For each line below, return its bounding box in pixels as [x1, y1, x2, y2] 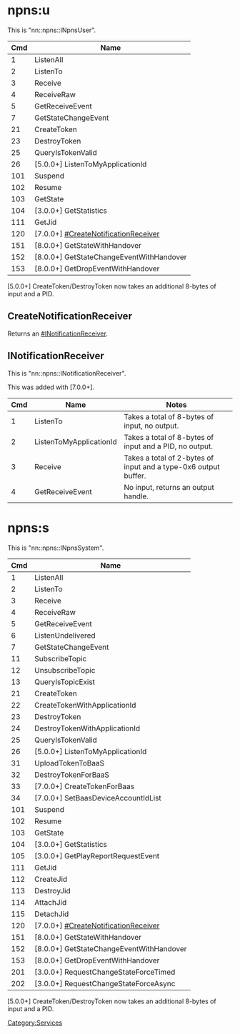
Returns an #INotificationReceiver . [7, 329, 109, 338]
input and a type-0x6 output [124, 461, 220, 471]
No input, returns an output [124, 482, 214, 492]
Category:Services [7, 1018, 63, 1027]
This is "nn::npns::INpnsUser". [7, 26, 96, 34]
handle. [124, 491, 149, 501]
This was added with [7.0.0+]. [7, 383, 95, 391]
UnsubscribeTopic [34, 665, 96, 675]
